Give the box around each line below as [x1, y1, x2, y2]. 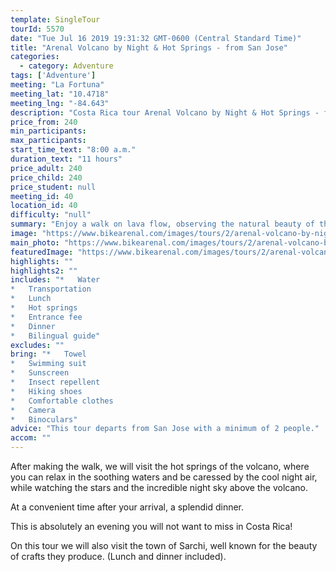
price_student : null [10, 182, 97, 192]
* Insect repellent [10, 377, 101, 387]
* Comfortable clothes [10, 396, 114, 406]
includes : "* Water [10, 275, 101, 285]
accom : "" [10, 433, 52, 443]
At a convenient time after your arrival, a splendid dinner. [10, 501, 245, 513]
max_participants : [10, 136, 87, 146]
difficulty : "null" [10, 210, 92, 220]
